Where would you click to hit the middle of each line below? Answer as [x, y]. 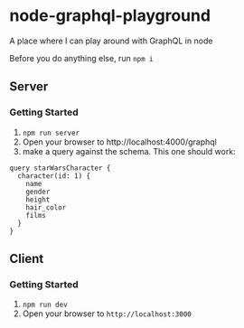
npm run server [51, 133]
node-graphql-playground [110, 16]
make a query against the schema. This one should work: [129, 151]
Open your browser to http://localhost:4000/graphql [119, 142]
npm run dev [45, 305]
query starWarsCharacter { [60, 168]
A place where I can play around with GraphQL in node [111, 41]
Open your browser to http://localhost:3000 [107, 314]
